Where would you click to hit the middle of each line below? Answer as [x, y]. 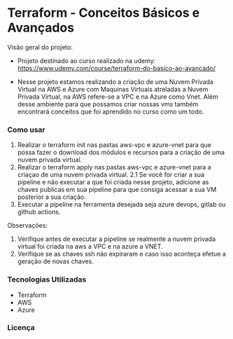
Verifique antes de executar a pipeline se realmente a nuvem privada [116, 239]
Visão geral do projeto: [40, 47]
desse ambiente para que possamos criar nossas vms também [108, 104]
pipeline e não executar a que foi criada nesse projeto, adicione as [113, 182]
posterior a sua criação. [51, 197]
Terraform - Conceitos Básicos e [104, 13]
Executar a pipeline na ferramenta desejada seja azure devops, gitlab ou [121, 205]
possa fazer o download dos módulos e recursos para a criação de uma [121, 153]
